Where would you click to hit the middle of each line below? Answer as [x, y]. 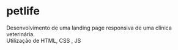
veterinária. [20, 34]
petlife [23, 11]
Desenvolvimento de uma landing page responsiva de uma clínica [89, 28]
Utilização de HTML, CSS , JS [44, 40]
